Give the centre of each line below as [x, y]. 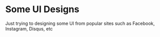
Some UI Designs [42, 9]
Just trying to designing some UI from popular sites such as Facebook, [80, 23]
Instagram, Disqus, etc [29, 28]
